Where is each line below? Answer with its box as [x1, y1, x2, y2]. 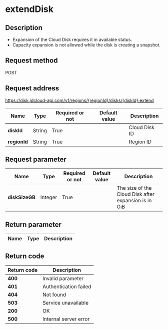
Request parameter [5, 155, 66, 164]
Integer [40, 194, 57, 201]
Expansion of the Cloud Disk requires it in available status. [12, 36, 132, 42]
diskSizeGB [7, 194, 36, 201]
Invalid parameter [42, 275, 84, 282]
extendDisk [5, 3, 54, 15]
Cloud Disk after [116, 191, 155, 198]
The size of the [116, 185, 152, 192]
